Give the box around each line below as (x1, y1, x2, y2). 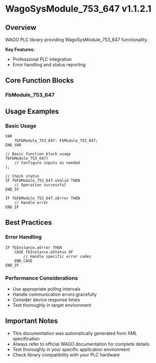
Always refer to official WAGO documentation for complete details (12, 341, 150, 347)
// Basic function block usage (5, 151, 71, 156)
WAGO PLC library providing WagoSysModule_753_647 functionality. (5, 36, 148, 43)
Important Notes (5, 317, 58, 326)
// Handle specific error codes (23, 254, 92, 259)
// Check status (5, 174, 39, 179)
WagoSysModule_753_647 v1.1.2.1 (5, 3, 151, 15)
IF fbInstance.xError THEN (5, 245, 62, 250)
